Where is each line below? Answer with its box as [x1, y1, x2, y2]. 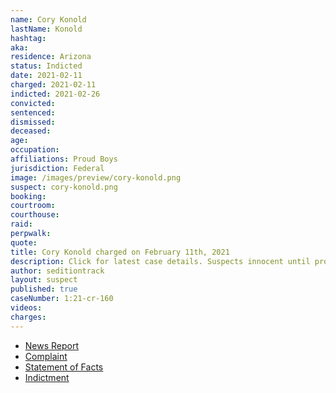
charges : [10, 312, 47, 322]
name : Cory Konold [10, 14, 87, 25]
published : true [10, 284, 78, 295]
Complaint [24, 350, 68, 362]
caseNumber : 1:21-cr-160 [10, 294, 114, 304]
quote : [10, 237, 38, 248]
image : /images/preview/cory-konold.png [10, 172, 182, 183]
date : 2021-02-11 [10, 71, 83, 81]
